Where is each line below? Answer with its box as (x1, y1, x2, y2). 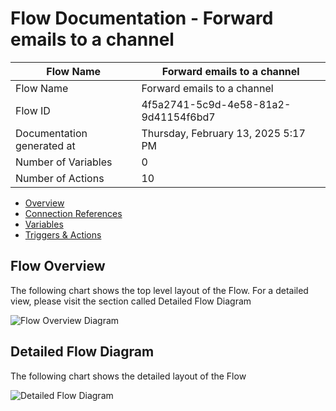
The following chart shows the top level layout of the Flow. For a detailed (10, 284, 309, 296)
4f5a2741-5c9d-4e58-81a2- (141, 97, 292, 111)
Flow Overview (10, 258, 106, 275)
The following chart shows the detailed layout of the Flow (10, 370, 247, 382)
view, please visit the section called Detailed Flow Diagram (10, 295, 252, 307)
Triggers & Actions (24, 228, 102, 241)
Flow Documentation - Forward (10, 7, 274, 30)
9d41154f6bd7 (141, 110, 216, 124)
